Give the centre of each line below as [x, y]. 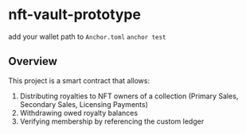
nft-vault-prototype [75, 15]
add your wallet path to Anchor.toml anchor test [87, 36]
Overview [33, 61]
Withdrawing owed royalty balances [78, 113]
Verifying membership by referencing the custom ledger [112, 121]
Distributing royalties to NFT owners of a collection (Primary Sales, [129, 96]
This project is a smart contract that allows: [79, 80]
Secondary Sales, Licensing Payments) [84, 104]
